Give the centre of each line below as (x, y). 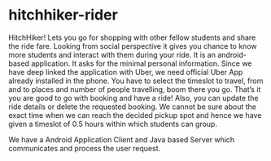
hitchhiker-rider (63, 15)
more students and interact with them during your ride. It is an (112, 54)
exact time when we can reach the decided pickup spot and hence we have (135, 115)
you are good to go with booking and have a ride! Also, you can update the (133, 98)
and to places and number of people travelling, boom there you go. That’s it (135, 89)
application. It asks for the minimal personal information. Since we (142, 63)
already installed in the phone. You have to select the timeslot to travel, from (136, 80)
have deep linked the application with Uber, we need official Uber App (126, 72)
